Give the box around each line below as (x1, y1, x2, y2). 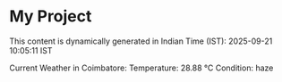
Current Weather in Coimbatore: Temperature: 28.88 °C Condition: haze (9, 62, 274, 73)
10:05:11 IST (9, 45, 53, 55)
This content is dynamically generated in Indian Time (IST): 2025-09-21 (9, 36, 273, 46)
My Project (9, 6, 92, 27)
